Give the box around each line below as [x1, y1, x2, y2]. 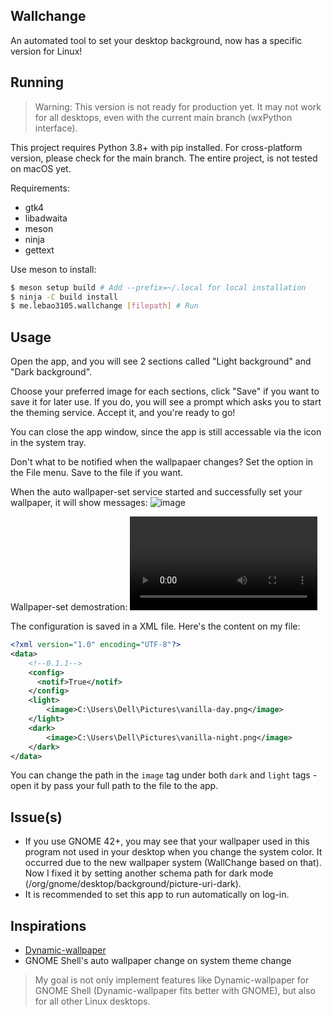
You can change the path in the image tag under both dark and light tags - [10, 769, 318, 781]
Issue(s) [10, 809, 63, 826]
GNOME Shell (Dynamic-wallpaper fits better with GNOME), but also [34, 985, 316, 997]
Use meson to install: [10, 263, 97, 275]
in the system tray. [10, 437, 87, 449]
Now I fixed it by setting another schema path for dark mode [24, 867, 274, 879]
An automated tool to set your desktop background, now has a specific [10, 34, 303, 46]
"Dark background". [10, 366, 93, 378]
